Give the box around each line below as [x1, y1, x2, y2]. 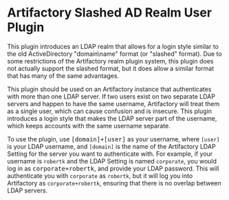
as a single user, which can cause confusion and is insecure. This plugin [7, 107, 212, 115]
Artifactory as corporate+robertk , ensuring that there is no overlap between [7, 179, 221, 187]
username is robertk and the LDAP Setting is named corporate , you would [7, 157, 217, 165]
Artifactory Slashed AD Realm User [7, 5, 212, 21]
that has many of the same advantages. [7, 71, 119, 80]
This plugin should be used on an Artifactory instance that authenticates [7, 85, 212, 93]
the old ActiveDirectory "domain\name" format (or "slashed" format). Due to [7, 50, 222, 58]
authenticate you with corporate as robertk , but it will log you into [7, 171, 193, 180]
